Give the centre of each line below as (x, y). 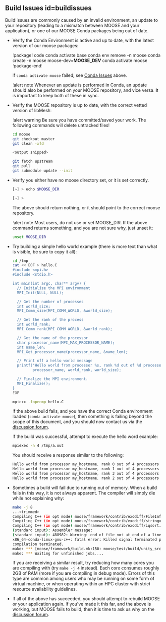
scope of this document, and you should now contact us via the (77, 422)
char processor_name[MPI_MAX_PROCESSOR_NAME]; (66, 342)
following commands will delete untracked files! (61, 125)
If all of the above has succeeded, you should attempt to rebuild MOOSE (86, 599)
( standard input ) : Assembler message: (52, 530)
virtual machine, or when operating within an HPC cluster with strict (81, 584)
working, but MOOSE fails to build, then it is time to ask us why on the (83, 609)
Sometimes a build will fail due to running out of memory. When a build (84, 488)
